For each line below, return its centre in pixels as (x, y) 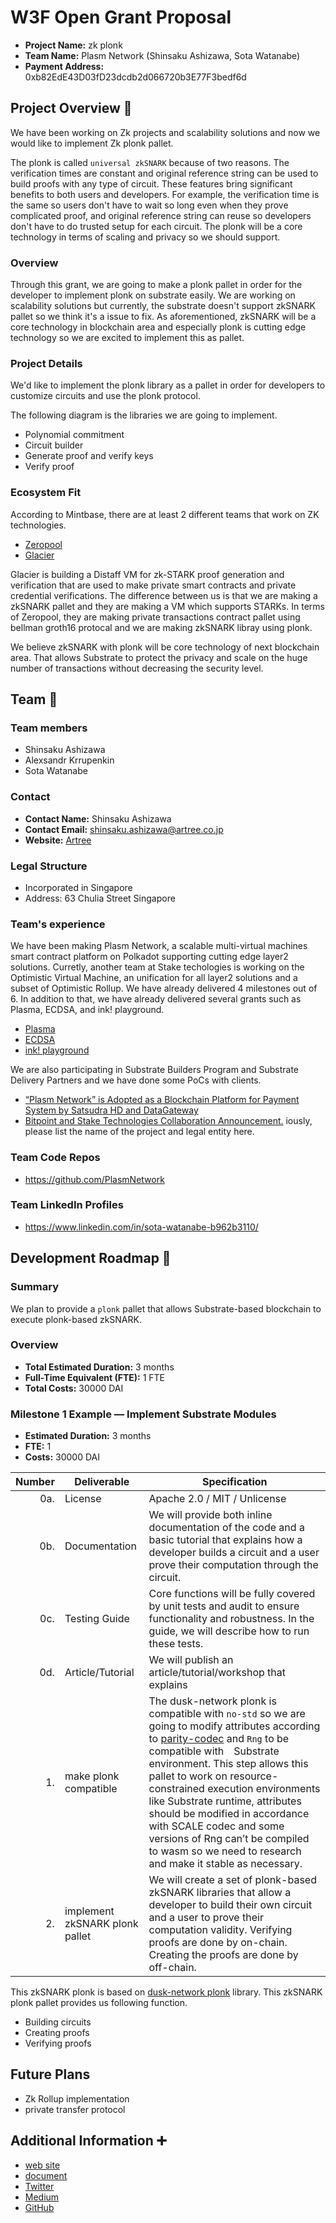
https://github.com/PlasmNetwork (94, 1179)
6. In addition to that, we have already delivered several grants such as (156, 999)
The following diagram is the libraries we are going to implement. (144, 415)
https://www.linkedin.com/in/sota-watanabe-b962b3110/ (141, 1227)
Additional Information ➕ (88, 2141)
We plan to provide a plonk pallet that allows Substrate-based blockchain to (166, 1308)
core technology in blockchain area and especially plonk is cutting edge (158, 327)
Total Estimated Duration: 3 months (99, 1367)
